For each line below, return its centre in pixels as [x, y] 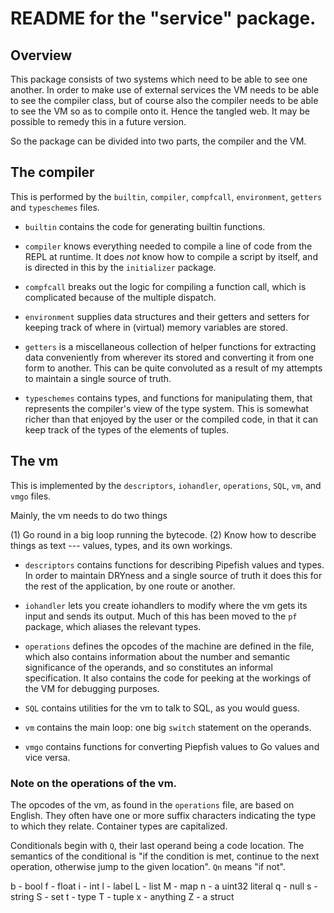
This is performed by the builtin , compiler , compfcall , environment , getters [166, 196]
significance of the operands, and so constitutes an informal [148, 667]
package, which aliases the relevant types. [113, 626]
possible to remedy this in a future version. [98, 121]
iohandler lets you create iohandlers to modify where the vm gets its [166, 605]
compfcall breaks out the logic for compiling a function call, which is [165, 286]
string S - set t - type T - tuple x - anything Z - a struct [122, 896]
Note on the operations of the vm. [94, 783]
